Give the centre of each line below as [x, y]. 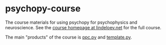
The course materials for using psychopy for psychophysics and [71, 22]
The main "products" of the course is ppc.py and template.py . [69, 37]
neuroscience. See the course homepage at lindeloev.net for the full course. [83, 27]
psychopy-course [43, 9]
